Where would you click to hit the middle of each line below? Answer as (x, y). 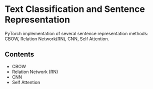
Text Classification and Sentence (75, 9)
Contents (19, 54)
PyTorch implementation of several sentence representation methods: (76, 33)
